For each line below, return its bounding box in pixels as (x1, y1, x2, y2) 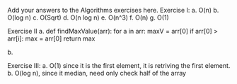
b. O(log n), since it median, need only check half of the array (7, 69, 186, 77)
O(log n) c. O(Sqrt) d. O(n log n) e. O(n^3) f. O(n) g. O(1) (7, 13, 170, 22)
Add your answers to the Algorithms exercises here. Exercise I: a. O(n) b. (7, 6, 219, 14)
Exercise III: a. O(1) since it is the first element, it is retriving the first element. (7, 62, 231, 69)
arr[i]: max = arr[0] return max (7, 34, 96, 43)
